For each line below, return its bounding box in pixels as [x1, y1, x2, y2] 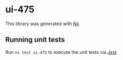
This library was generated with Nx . [5, 21, 80, 27]
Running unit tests [5, 35, 65, 44]
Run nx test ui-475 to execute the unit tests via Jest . [5, 49, 118, 55]
